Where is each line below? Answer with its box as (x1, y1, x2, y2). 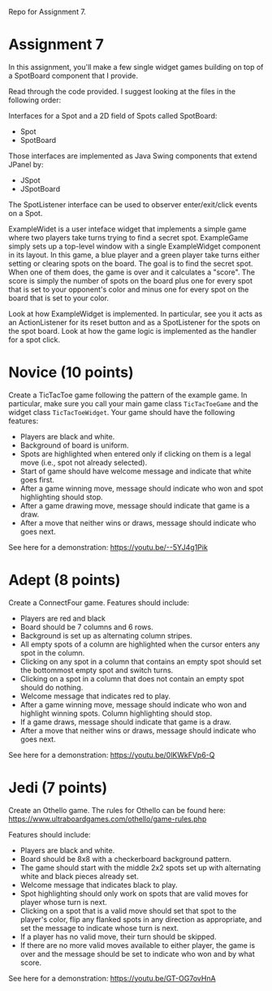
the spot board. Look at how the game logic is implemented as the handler (8, 326, 257, 335)
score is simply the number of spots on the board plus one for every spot (8, 275, 253, 285)
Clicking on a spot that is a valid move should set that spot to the (19, 906, 237, 915)
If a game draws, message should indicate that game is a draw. (19, 716, 231, 726)
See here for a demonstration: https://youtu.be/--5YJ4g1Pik (8, 542, 209, 552)
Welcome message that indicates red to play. (19, 690, 171, 701)
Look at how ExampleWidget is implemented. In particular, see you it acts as (8, 309, 263, 318)
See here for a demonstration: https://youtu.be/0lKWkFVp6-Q (8, 750, 215, 759)
